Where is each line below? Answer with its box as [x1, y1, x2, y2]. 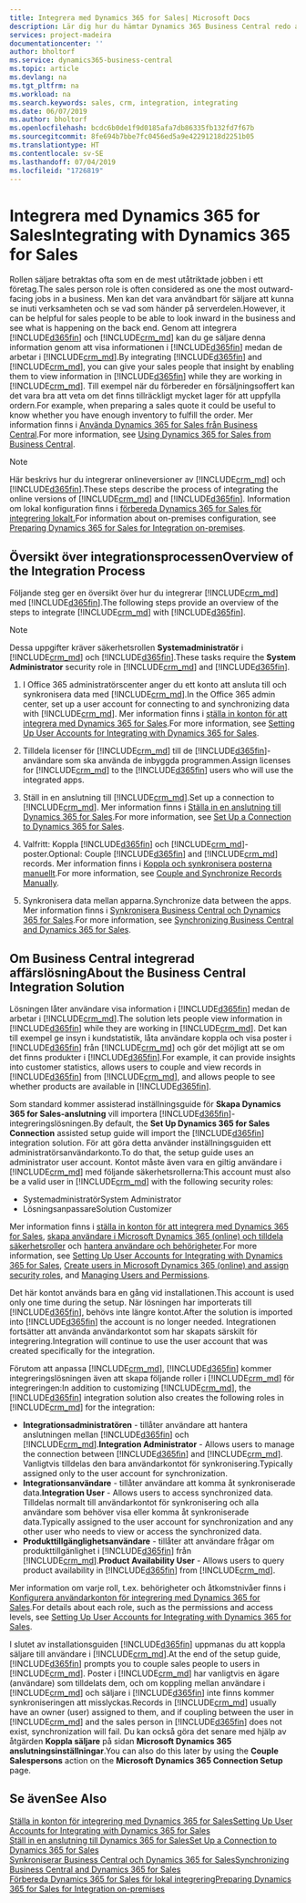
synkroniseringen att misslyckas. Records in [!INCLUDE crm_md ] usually [9, 1697, 277, 1708]
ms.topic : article [9, 65, 79, 74]
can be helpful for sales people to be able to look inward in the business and [9, 313, 296, 324]
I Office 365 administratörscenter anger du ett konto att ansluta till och [22, 679, 287, 690]
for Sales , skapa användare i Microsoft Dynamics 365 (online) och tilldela [9, 1230, 284, 1241]
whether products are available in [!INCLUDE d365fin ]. [9, 1081, 212, 1091]
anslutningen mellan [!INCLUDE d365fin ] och [22, 1429, 189, 1440]
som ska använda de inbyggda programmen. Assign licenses [65, 755, 291, 766]
